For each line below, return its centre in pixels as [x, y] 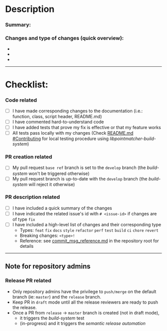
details [27, 246]
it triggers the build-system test [52, 318]
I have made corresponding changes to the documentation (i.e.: [78, 111]
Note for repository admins [48, 266]
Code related [21, 100]
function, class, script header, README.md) [57, 116]
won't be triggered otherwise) [59, 173]
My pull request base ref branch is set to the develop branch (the [79, 167]
